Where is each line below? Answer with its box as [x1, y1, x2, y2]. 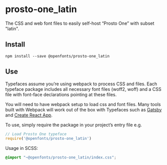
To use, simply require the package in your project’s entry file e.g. [5, 122, 142, 128]
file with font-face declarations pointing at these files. [5, 91, 117, 97]
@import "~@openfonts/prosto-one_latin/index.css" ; [5, 155, 116, 160]
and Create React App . [5, 112, 53, 118]
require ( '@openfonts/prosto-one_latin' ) [5, 136, 92, 141]
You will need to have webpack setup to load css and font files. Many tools [5, 101, 161, 107]
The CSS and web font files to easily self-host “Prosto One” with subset [5, 20, 154, 26]
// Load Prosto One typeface [5, 131, 67, 137]
